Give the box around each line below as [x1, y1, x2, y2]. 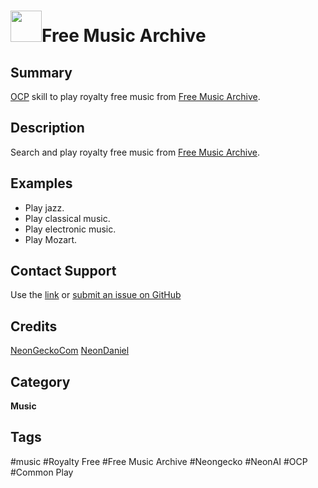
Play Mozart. [24, 233, 78, 245]
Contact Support [10, 263, 117, 280]
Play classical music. [24, 212, 111, 224]
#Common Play [10, 466, 74, 478]
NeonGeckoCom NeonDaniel [10, 345, 130, 357]
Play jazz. [24, 201, 65, 214]
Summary [10, 64, 73, 81]
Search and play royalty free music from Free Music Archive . [10, 146, 261, 158]
